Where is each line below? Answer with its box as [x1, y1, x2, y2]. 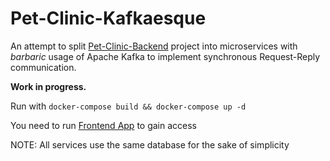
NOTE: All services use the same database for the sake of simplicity [10, 138, 290, 151]
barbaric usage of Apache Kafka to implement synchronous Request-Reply [10, 50, 321, 62]
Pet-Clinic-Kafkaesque [10, 7, 207, 30]
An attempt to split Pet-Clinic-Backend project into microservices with [10, 40, 298, 52]
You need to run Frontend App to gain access [10, 119, 197, 131]
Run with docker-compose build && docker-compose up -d [10, 100, 247, 112]
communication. [10, 61, 77, 73]
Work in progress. [10, 80, 87, 92]
